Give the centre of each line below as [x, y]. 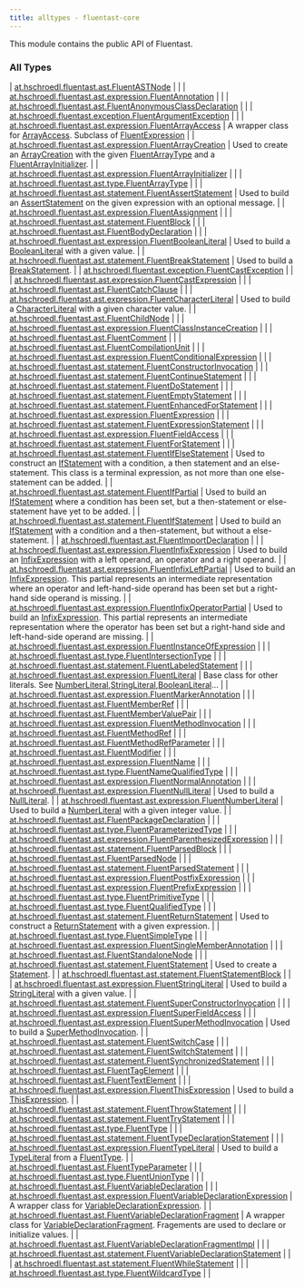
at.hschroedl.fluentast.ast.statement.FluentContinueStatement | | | [133, 376]
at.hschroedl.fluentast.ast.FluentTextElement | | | [100, 1080]
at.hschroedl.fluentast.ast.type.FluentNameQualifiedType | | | [124, 771]
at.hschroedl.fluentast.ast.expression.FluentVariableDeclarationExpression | [151, 1195]
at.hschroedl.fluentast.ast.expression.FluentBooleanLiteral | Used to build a [150, 241]
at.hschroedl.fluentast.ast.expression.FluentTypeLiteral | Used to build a [144, 1147]
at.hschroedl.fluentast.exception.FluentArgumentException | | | [127, 115]
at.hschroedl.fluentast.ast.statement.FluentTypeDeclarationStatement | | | [147, 1138]
